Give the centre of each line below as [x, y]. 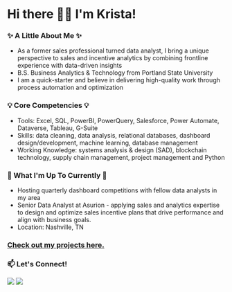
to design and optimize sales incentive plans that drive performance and [120, 212]
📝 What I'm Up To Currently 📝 [57, 175]
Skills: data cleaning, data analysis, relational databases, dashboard [114, 135]
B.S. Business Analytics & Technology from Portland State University [115, 73]
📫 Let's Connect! [37, 264]
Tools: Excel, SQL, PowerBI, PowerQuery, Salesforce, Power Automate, [118, 120]
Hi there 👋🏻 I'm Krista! [72, 14]
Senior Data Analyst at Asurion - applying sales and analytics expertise [118, 205]
